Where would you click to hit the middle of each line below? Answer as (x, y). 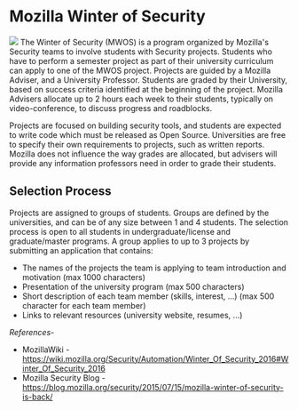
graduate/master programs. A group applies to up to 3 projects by (129, 241)
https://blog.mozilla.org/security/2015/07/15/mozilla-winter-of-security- (153, 387)
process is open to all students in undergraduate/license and (120, 231)
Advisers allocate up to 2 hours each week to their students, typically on (141, 99)
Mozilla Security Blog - (64, 378)
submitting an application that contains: (81, 250)
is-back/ (37, 397)
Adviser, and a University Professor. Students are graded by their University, (149, 80)
